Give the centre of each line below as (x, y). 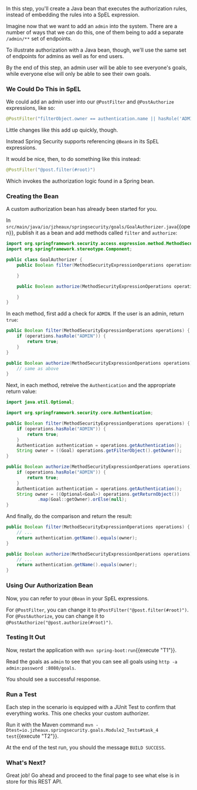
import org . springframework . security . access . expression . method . (86, 244)
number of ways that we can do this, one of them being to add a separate (95, 32)
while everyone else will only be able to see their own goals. (79, 74)
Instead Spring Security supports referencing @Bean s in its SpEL (83, 142)
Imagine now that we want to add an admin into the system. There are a (92, 26)
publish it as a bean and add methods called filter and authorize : (97, 233)
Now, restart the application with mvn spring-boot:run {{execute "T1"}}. (91, 650)
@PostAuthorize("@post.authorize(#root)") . (60, 622)
